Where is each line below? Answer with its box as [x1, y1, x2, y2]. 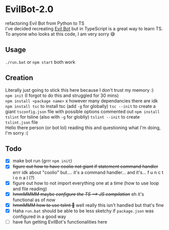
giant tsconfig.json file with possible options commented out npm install [5, 108, 160, 114]
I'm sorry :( [5, 130, 28, 136]
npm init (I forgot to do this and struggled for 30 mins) [5, 92, 119, 98]
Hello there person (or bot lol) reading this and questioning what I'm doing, [5, 125, 161, 131]
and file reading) [12, 186, 47, 192]
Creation [5, 74, 33, 82]
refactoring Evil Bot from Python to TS [5, 20, 85, 26]
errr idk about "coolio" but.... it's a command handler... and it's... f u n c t [12, 169, 163, 175]
